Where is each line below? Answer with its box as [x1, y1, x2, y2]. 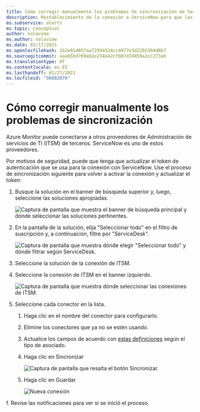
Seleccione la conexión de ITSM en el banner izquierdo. [14, 271, 152, 278]
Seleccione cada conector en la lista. [14, 301, 106, 308]
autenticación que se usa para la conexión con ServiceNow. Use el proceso [6, 164, 192, 171]
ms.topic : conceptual [6, 25, 60, 32]
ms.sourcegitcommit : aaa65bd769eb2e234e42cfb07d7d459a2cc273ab [6, 53, 167, 59]
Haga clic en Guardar [23, 376, 76, 383]
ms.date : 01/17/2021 [6, 42, 58, 48]
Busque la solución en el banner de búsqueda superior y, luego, [14, 188, 171, 196]
